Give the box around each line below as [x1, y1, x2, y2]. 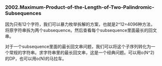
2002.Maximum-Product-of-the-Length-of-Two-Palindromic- [5, 4, 154, 11]
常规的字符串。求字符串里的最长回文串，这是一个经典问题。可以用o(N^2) [9, 50, 155, 55]
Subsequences [5, 10, 42, 16]
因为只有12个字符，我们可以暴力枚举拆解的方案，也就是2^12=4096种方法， [5, 21, 155, 27]
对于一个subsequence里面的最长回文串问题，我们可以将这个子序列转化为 [5, 44, 151, 50]
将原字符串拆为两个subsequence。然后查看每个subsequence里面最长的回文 [5, 27, 157, 33]
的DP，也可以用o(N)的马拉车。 [5, 56, 67, 62]
